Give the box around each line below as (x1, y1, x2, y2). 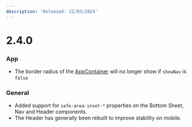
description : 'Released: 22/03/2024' (6, 8, 98, 15)
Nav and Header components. (14, 108, 88, 115)
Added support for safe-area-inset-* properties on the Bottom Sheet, (14, 102, 184, 109)
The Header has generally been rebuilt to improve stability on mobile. (14, 115, 181, 122)
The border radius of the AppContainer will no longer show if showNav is (14, 68, 187, 75)
